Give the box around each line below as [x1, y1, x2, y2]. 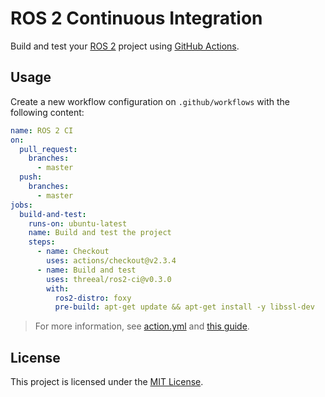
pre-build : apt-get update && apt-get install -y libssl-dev [54, 302, 315, 312]
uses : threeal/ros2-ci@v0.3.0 [46, 274, 172, 284]
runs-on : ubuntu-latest [28, 218, 128, 229]
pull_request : [19, 144, 78, 154]
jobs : [10, 200, 33, 210]
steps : [28, 237, 56, 247]
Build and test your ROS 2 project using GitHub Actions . [10, 40, 240, 52]
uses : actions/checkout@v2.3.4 [46, 256, 177, 266]
